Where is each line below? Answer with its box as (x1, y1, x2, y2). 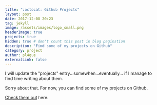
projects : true (5, 35, 36, 40)
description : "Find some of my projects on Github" (5, 43, 112, 48)
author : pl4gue (5, 52, 36, 58)
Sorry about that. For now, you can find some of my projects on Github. (5, 85, 148, 91)
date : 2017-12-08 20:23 (5, 16, 54, 21)
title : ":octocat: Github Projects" (5, 7, 79, 12)
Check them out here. (5, 95, 49, 101)
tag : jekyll (5, 21, 29, 26)
